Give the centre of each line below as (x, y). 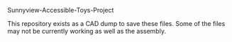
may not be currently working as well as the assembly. (87, 31)
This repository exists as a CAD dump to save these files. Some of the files (116, 23)
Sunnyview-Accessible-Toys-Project (61, 10)
